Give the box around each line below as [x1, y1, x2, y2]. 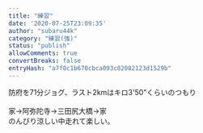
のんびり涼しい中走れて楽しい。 [8, 116, 115, 126]
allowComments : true [8, 49, 78, 57]
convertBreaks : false [8, 57, 82, 65]
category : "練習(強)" [8, 34, 78, 43]
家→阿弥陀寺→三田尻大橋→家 [8, 106, 108, 115]
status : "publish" [8, 42, 70, 50]
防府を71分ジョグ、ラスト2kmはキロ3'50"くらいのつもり [8, 87, 197, 97]
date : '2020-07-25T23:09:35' [8, 19, 107, 27]
